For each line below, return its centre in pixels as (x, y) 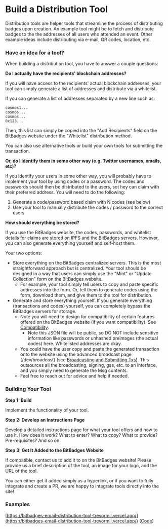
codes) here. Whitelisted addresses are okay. (75, 344)
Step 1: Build (18, 400)
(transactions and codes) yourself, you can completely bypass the (81, 306)
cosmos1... (17, 108)
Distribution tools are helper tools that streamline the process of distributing (84, 23)
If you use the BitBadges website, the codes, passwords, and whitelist (78, 233)
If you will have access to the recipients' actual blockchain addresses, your (83, 83)
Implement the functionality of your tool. (47, 410)
